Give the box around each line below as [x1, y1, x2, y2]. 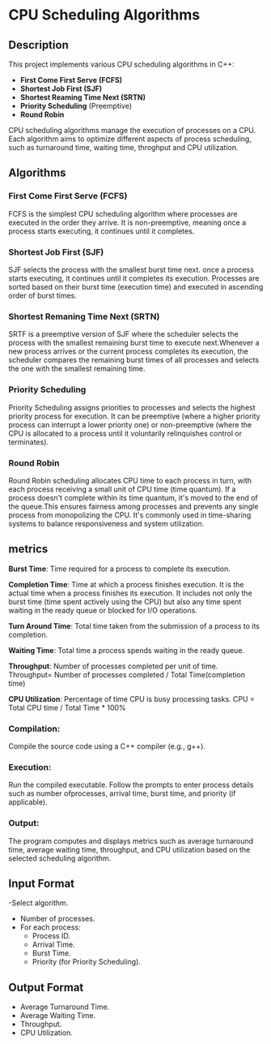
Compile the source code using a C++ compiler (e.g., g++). [8, 741, 206, 751]
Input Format [8, 876, 75, 890]
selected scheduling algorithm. [8, 853, 112, 863]
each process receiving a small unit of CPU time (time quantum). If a [8, 484, 236, 494]
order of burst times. [8, 290, 77, 300]
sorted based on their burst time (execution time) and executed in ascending [8, 281, 264, 291]
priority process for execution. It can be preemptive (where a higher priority [8, 411, 260, 421]
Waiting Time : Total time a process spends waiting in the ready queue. [8, 645, 245, 655]
